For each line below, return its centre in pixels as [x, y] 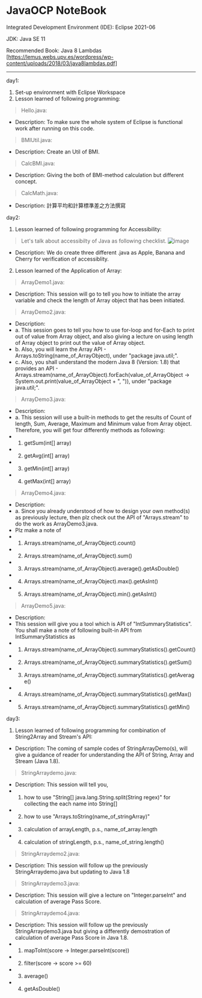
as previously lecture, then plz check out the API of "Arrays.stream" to [102, 517]
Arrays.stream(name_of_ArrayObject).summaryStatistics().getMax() [108, 694]
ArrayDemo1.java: [43, 282]
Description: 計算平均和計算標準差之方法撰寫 [70, 205]
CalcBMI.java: [38, 163]
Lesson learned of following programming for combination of [90, 730]
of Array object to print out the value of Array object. [80, 342]
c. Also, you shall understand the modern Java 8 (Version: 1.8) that [97, 362]
